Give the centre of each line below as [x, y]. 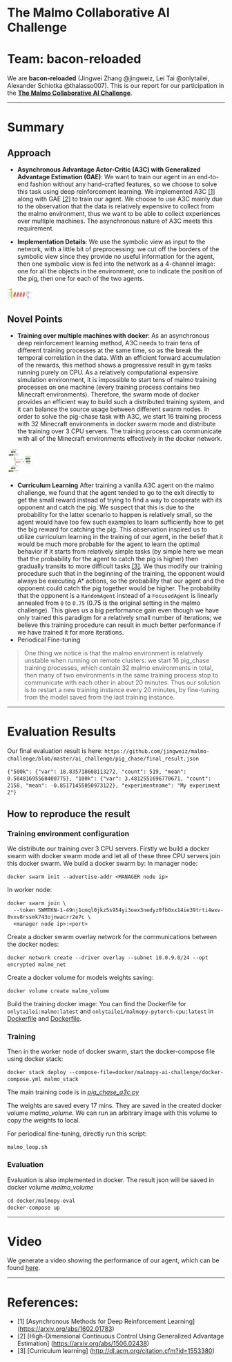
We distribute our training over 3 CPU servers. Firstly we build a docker [108, 848]
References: [43, 1302]
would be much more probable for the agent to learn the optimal [108, 544]
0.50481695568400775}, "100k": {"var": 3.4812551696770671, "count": [109, 779]
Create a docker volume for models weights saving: [80, 977]
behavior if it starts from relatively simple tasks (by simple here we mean [120, 552]
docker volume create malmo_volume [58, 991]
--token [25, 910]
